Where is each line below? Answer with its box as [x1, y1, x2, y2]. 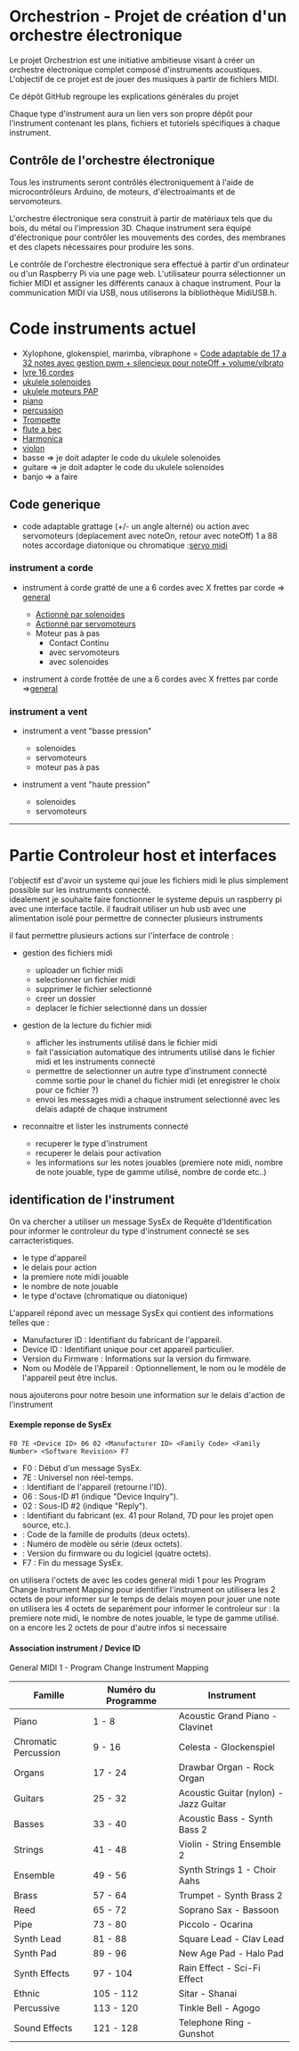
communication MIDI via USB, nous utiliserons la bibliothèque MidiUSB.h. [9, 287, 278, 298]
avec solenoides [48, 656, 109, 666]
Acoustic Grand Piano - [178, 1710, 278, 1723]
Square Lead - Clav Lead [178, 1933, 285, 1946]
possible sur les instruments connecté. [9, 885, 151, 896]
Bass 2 [178, 1824, 207, 1836]
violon [21, 442, 45, 453]
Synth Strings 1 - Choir [178, 1864, 277, 1876]
